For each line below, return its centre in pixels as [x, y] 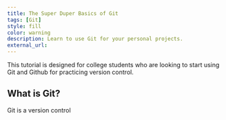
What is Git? [34, 94]
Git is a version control [39, 110]
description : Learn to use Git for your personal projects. [95, 39]
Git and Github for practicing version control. [71, 72]
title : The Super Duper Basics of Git [63, 13]
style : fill [24, 26]
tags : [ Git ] [24, 20]
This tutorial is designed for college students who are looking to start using [113, 65]
